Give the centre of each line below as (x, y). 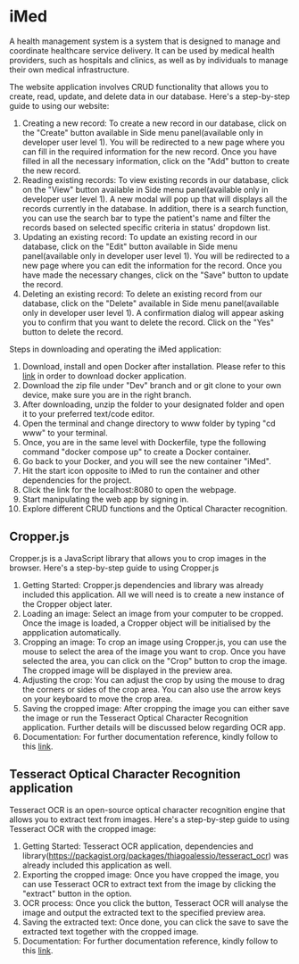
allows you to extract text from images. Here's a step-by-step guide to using (149, 819)
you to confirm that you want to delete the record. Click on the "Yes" (148, 322)
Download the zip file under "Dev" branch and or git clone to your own (152, 385)
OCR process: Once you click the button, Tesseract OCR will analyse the (155, 902)
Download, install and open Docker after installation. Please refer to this (154, 366)
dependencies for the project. (77, 480)
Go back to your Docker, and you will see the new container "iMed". (146, 461)
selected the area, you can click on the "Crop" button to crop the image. (154, 661)
